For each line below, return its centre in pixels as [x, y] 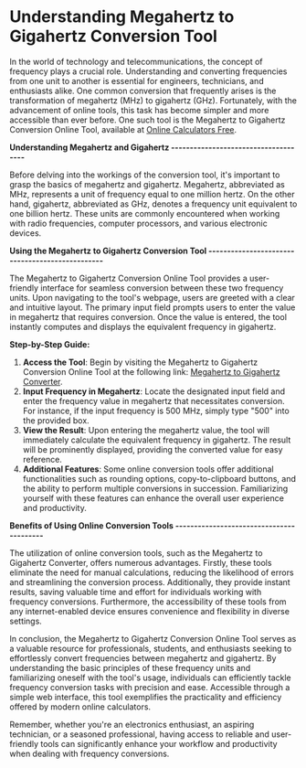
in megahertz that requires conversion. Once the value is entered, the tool [148, 316]
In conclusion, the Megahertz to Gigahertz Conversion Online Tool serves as [153, 638]
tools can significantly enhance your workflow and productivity [159, 743]
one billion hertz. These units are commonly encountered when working [145, 213]
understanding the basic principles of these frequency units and [130, 667]
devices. [26, 233]
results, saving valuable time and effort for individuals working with [136, 592]
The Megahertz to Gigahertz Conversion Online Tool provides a [129, 278]
